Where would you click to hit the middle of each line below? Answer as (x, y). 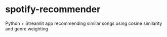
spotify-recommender (53, 9)
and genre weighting (27, 28)
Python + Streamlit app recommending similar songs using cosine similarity (84, 23)
